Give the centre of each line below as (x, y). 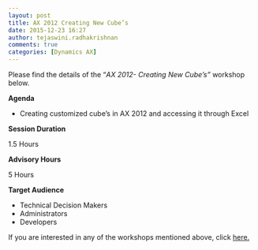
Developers (38, 222)
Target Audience (36, 190)
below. (19, 83)
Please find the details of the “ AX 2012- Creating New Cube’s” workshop (127, 75)
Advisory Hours (35, 159)
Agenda (21, 98)
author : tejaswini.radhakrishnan (63, 37)
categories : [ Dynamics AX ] (52, 52)
